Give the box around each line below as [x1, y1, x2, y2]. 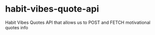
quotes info [5, 24, 29, 30]
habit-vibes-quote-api [5, 3, 99, 15]
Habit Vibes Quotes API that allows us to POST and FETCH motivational [5, 19, 151, 25]
